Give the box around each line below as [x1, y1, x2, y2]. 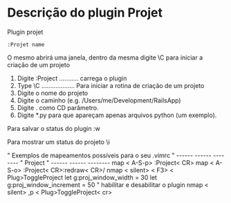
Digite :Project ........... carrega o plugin [17, 74, 127, 82]
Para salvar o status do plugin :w [7, 124, 100, 132]
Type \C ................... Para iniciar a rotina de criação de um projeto [17, 81, 205, 89]
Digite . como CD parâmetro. [17, 103, 99, 112]
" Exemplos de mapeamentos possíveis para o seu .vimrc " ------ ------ [7, 151, 212, 159]
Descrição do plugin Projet [7, 5, 163, 21]
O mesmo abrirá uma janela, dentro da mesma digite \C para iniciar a [7, 53, 203, 62]
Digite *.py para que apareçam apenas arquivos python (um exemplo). [17, 111, 217, 119]
